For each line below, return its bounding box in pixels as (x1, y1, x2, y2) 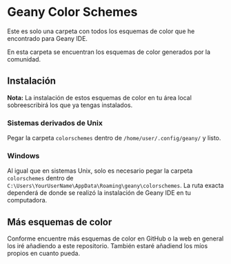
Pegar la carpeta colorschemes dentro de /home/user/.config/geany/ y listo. (7, 134, 221, 142)
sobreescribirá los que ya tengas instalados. (7, 101, 133, 109)
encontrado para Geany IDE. (7, 34, 88, 42)
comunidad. (7, 55, 41, 63)
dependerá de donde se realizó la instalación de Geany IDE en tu (7, 189, 192, 197)
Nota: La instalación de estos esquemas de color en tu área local (7, 93, 192, 102)
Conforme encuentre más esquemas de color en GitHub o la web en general (7, 234, 224, 243)
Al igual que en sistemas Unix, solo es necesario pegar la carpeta (7, 167, 193, 175)
